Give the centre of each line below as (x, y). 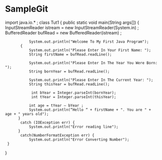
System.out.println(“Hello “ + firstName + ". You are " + (90, 110)
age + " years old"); (27, 114)
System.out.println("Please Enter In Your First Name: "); (90, 50)
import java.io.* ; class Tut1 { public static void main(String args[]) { (72, 22)
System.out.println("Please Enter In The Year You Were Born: (93, 63)
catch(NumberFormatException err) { (57, 135)
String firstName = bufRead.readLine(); (70, 54)
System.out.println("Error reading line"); (74, 127)
